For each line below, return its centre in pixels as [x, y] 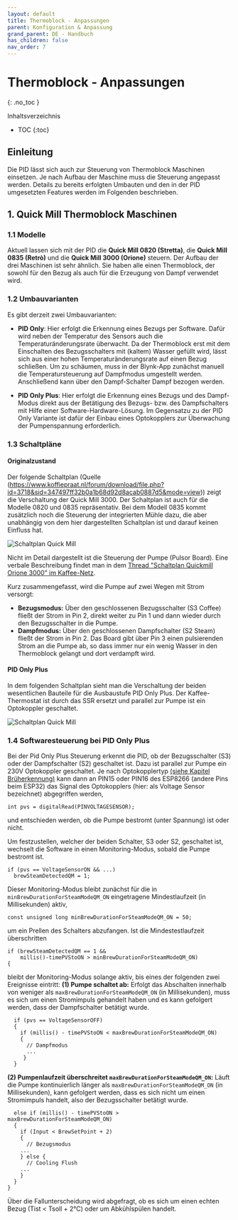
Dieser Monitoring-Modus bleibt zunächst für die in [82, 889]
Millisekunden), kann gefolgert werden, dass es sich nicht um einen [106, 1092]
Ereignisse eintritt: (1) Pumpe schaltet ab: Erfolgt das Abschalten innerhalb [117, 985]
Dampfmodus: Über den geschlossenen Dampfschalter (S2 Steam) [116, 630]
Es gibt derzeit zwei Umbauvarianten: [62, 314]
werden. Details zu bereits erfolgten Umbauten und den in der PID [104, 184]
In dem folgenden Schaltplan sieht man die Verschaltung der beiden [107, 686]
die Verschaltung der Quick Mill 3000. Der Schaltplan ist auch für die [108, 499]
